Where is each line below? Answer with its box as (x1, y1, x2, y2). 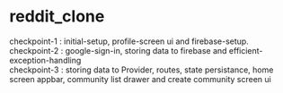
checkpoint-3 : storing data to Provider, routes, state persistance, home (9, 64, 274, 75)
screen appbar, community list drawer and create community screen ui (9, 73, 271, 84)
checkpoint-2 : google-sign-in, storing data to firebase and (9, 45, 227, 55)
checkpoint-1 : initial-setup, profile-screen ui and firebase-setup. (9, 36, 249, 46)
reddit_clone (9, 6, 105, 27)
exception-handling (9, 55, 82, 65)
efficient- (228, 45, 263, 55)
